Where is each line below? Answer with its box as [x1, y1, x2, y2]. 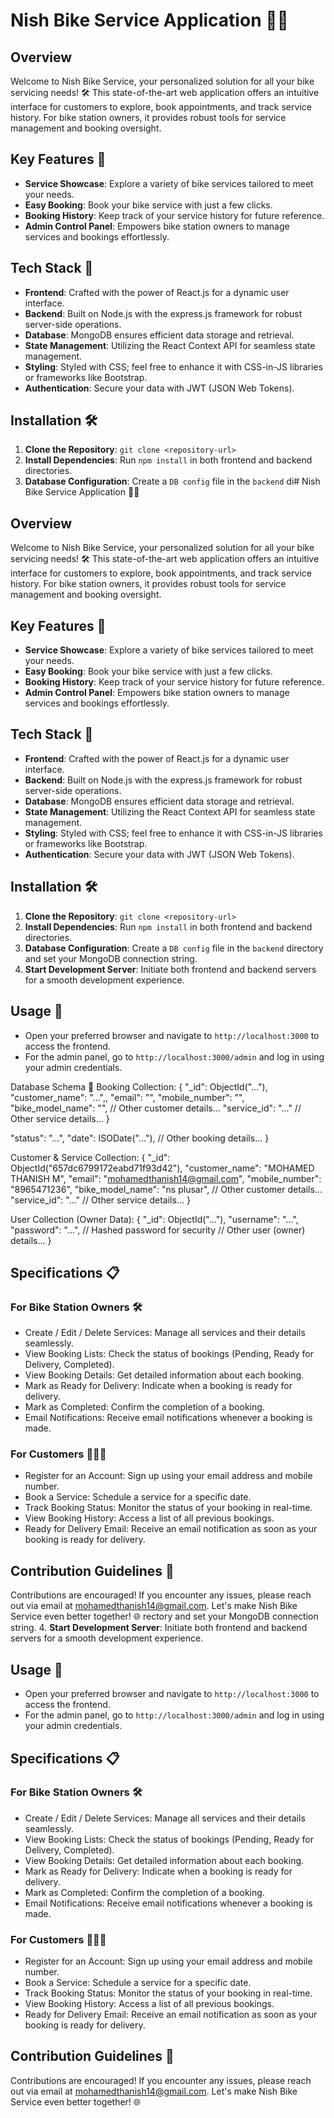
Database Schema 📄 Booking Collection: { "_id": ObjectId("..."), [10, 1080, 268, 1093]
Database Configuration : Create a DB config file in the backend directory [24, 942, 324, 954]
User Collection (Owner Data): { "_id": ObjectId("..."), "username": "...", [10, 1213, 299, 1225]
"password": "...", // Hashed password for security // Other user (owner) [10, 1224, 306, 1236]
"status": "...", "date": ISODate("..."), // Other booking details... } [10, 1132, 270, 1144]
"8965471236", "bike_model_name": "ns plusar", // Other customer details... [10, 1183, 323, 1195]
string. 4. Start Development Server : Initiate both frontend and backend [10, 1622, 308, 1634]
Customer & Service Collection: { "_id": [10, 1151, 171, 1163]
